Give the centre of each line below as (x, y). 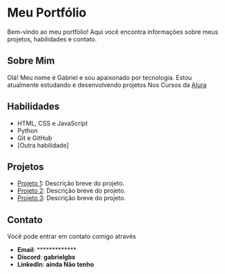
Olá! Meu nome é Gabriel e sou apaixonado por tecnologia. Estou (99, 77)
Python (27, 130)
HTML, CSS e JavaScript (52, 123)
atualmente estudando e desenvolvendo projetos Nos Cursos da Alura (107, 85)
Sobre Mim (31, 61)
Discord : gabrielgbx (46, 257)
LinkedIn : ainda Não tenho (56, 264)
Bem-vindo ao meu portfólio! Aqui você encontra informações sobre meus (113, 32)
